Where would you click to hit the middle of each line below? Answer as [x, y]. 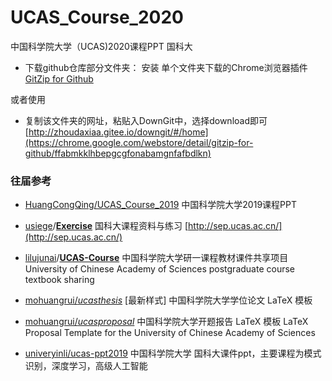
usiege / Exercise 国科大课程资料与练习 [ [106, 226]
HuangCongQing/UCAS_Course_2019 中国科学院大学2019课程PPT [160, 205]
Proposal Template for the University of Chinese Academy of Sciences [170, 333]
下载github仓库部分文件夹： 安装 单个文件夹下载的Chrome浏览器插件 [166, 67]
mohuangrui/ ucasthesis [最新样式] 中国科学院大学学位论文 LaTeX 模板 [168, 300]
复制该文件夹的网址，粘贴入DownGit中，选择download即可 [146, 120]
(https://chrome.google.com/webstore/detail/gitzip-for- [139, 142]
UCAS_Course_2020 [97, 17]
